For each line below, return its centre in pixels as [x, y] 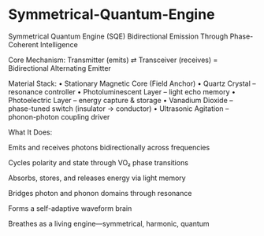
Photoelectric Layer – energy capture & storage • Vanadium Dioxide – [121, 100]
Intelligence [59, 44]
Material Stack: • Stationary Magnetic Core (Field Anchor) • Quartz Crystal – [132, 83]
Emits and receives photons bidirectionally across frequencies [109, 147]
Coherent [24, 44]
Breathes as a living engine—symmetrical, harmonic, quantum [109, 223]
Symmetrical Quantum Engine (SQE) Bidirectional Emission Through [118, 36]
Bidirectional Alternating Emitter [60, 68]
